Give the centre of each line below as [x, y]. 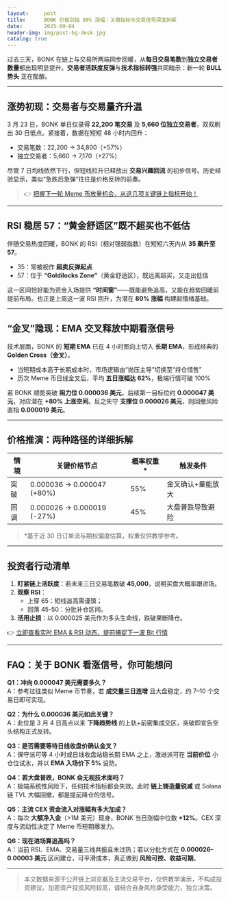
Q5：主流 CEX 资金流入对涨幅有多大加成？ [67, 809]
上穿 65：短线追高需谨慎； [65, 601]
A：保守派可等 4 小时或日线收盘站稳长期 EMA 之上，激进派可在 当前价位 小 [113, 754]
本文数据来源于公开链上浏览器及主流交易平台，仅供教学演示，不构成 [120, 879]
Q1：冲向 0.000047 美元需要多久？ [57, 683]
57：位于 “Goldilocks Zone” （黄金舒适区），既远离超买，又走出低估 [113, 275]
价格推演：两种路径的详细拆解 [70, 439]
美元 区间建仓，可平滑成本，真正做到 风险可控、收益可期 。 [117, 858]
